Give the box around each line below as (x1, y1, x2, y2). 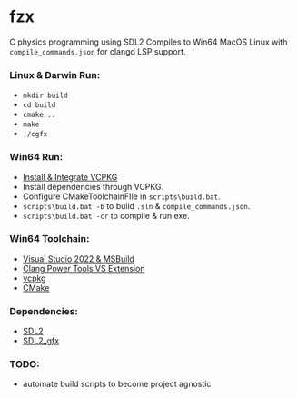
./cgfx (22, 130, 48, 139)
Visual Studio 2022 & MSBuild (22, 253, 134, 264)
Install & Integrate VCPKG (22, 171, 118, 183)
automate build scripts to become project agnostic (22, 379, 212, 390)
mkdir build (22, 91, 68, 101)
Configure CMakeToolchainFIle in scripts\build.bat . (22, 191, 221, 202)
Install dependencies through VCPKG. (22, 181, 164, 192)
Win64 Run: (9, 151, 64, 164)
